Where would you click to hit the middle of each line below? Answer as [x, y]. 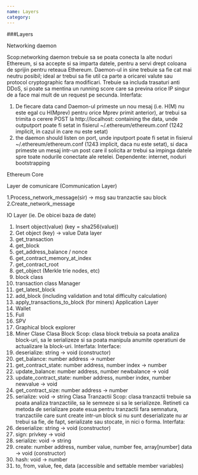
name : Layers [23, 12]
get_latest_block [35, 289]
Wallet [23, 308]
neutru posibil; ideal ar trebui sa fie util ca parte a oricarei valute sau [90, 76]
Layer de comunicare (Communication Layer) [62, 186]
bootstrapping [33, 163]
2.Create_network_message [41, 203]
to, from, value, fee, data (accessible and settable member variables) [100, 466]
